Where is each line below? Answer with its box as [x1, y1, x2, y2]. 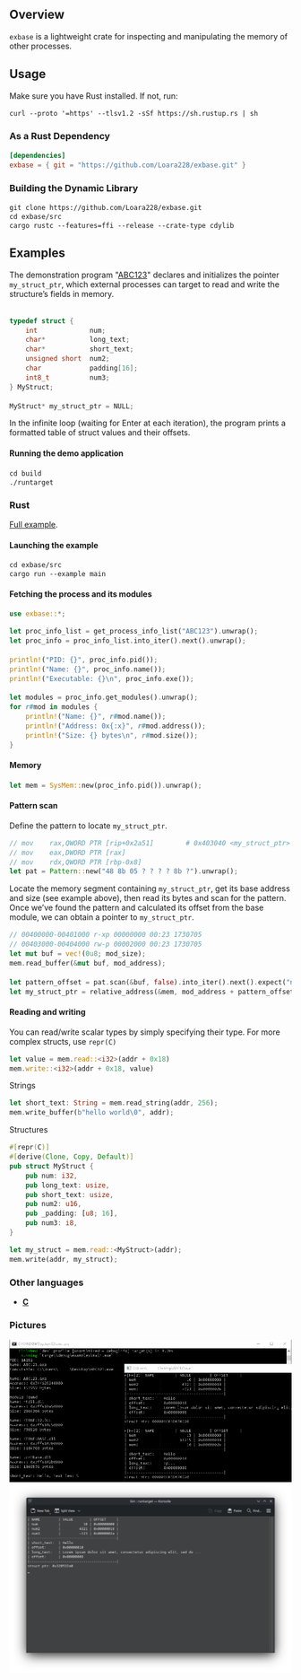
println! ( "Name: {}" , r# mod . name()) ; [25, 713, 167, 722]
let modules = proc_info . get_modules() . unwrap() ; [9, 693, 199, 703]
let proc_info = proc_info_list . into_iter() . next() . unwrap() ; [9, 636, 246, 645]
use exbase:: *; [9, 609, 66, 618]
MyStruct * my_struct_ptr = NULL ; [9, 401, 134, 411]
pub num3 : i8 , [25, 1219, 78, 1228]
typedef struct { [9, 316, 74, 326]
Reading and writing [9, 1007, 87, 1018]
